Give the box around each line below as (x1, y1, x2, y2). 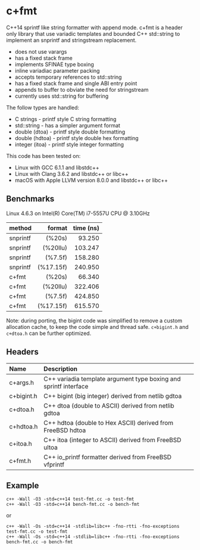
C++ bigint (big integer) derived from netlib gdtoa (43, 391, 182, 400)
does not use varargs (14, 48, 67, 55)
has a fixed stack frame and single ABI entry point (14, 79, 137, 87)
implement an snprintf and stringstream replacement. (6, 36, 137, 43)
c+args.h (9, 378, 35, 387)
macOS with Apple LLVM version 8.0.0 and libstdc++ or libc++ (14, 176, 168, 184)
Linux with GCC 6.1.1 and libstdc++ (14, 164, 99, 171)
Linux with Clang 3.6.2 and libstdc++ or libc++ (14, 170, 129, 177)
